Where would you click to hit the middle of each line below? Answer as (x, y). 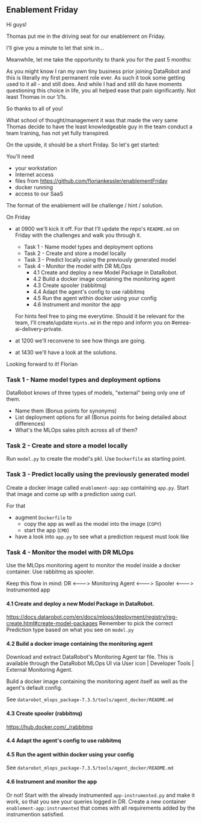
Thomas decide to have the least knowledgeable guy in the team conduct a (99, 127)
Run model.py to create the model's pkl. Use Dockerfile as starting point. (96, 459)
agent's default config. (34, 688)
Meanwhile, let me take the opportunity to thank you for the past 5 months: (99, 59)
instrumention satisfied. (35, 814)
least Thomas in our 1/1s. (37, 96)
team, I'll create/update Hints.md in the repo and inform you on (92, 323)
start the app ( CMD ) (47, 530)
